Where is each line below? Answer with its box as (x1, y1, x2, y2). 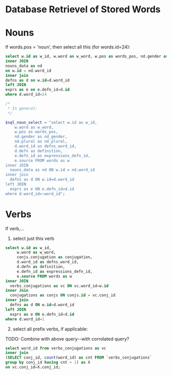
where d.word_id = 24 (5, 92, 47, 97)
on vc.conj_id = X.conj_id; (5, 365, 60, 370)
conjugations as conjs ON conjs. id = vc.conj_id (10, 293, 116, 298)
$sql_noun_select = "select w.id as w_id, (5, 120, 97, 125)
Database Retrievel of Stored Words (5, 4, 161, 15)
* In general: (7, 106, 38, 111)
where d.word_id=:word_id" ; (5, 191, 66, 196)
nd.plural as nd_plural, (14, 139, 68, 144)
